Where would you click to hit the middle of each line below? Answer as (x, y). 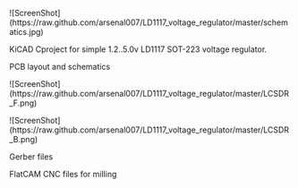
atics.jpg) (26, 32)
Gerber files (31, 157)
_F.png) (23, 103)
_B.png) (24, 139)
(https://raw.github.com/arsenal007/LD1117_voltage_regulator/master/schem (149, 22)
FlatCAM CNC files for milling (63, 174)
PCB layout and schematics (60, 67)
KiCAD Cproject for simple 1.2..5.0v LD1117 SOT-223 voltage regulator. (138, 49)
